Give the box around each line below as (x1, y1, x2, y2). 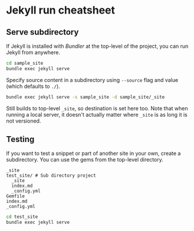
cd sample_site (6, 60, 44, 66)
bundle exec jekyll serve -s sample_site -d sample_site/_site (6, 94, 165, 100)
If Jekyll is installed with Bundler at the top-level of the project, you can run (6, 42, 189, 49)
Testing (6, 134, 35, 144)
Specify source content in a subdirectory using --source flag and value (6, 76, 179, 83)
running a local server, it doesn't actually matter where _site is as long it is (6, 111, 188, 118)
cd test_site (6, 214, 38, 220)
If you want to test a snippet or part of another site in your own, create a (6, 150, 181, 157)
